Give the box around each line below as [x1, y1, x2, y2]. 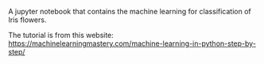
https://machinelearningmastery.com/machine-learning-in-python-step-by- [8, 39, 257, 48]
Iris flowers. [8, 15, 47, 24]
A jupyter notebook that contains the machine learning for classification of [8, 7, 252, 16]
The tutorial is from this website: [8, 31, 114, 40]
